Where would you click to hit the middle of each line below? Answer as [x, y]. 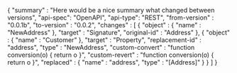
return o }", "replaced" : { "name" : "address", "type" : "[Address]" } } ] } [112, 62]
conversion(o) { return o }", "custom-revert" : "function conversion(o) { [111, 55]
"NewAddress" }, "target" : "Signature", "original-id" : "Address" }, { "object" [119, 32]
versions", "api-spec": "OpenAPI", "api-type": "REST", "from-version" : [111, 18]
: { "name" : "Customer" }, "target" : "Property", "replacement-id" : [105, 40]
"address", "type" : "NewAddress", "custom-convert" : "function [101, 47]
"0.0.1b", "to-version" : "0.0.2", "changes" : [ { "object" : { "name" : [104, 25]
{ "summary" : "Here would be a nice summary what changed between [111, 10]
